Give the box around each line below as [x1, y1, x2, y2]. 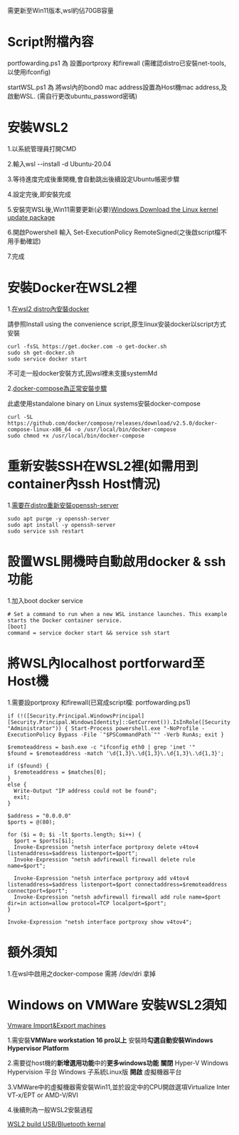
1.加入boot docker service [7, 596, 83, 605]
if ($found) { [7, 762, 50, 770]
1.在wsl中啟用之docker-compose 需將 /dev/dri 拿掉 [7, 969, 156, 978]
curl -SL [7, 413, 33, 420]
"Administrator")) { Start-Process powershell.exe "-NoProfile [7, 725, 199, 732]
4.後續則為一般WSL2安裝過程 [7, 1105, 93, 1114]
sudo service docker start [7, 355, 87, 363]
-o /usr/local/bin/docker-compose [74, 425, 176, 433]
